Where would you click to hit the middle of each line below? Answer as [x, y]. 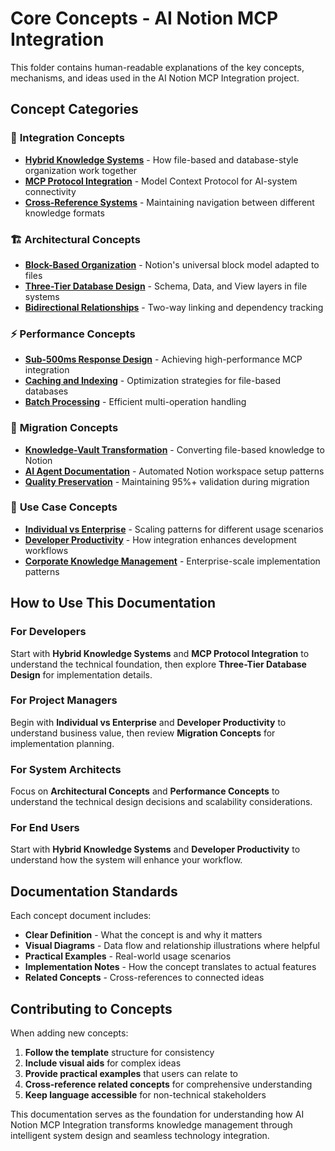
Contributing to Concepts [91, 1008]
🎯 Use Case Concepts [64, 507]
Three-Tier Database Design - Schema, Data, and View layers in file [166, 286]
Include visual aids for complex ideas [103, 1063]
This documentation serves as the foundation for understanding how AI [157, 1114]
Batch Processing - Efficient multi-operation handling [135, 402]
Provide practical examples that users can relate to [131, 1074]
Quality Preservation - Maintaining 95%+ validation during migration [167, 481]
